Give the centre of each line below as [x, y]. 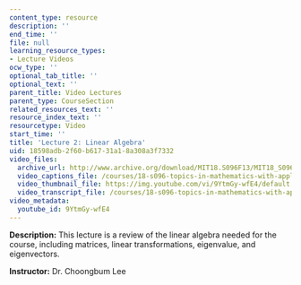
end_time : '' [34, 34]
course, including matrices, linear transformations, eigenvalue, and [133, 244]
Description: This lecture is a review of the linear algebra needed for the [143, 235]
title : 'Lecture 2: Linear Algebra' [77, 142]
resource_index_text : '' [56, 117]
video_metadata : [39, 201]
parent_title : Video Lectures [66, 92]
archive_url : [42, 168]
